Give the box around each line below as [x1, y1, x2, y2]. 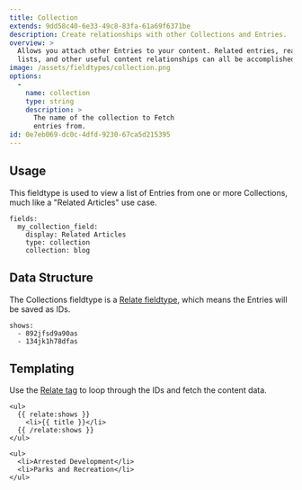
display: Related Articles [25, 230, 127, 239]
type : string [25, 96, 75, 106]
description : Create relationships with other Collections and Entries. [9, 30, 288, 39]
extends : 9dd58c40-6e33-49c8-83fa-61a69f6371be [9, 22, 191, 31]
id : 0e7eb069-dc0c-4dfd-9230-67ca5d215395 [9, 130, 171, 139]
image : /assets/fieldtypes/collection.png [9, 64, 171, 73]
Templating [9, 361, 75, 376]
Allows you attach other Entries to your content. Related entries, [17, 47, 280, 56]
